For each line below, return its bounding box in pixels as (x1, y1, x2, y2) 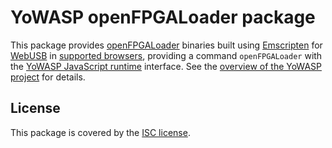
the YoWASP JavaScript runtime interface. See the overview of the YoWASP (10, 60, 322, 72)
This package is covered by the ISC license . (10, 126, 191, 138)
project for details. (10, 71, 86, 83)
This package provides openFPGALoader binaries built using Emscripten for (10, 39, 323, 51)
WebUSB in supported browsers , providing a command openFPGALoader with (10, 49, 323, 61)
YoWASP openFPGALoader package (10, 6, 316, 29)
